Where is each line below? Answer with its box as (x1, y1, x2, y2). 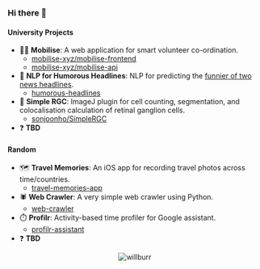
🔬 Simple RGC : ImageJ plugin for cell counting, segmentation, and (19, 97, 240, 107)
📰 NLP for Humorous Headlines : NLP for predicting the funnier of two (19, 71, 252, 81)
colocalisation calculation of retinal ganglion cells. (19, 105, 186, 116)
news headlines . (19, 80, 74, 90)
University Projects (7, 27, 74, 37)
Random (7, 145, 37, 154)
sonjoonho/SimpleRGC (31, 114, 107, 124)
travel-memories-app (31, 183, 103, 193)
